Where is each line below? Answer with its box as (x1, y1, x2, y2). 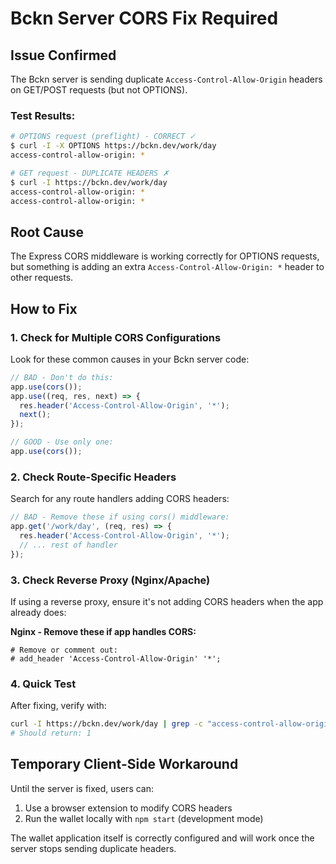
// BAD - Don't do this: (10, 372, 114, 382)
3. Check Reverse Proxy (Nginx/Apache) (10, 573, 211, 587)
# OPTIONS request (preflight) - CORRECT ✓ (10, 132, 197, 142)
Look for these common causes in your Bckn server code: (10, 353, 250, 365)
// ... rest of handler (19, 540, 118, 550)
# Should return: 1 (10, 728, 92, 739)
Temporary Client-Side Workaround (10, 756, 239, 773)
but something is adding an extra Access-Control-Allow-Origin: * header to (10, 261, 325, 273)
